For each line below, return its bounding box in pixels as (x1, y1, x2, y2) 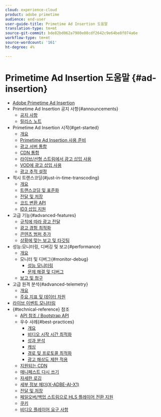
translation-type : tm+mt (5, 26, 57, 31)
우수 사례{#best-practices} (20, 319, 74, 325)
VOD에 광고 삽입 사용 (20, 162, 62, 168)
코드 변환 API (20, 199, 46, 205)
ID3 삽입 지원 (20, 206, 46, 212)
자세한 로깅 (20, 375, 42, 381)
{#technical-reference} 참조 (12, 306, 70, 312)
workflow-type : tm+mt (5, 36, 51, 41)
